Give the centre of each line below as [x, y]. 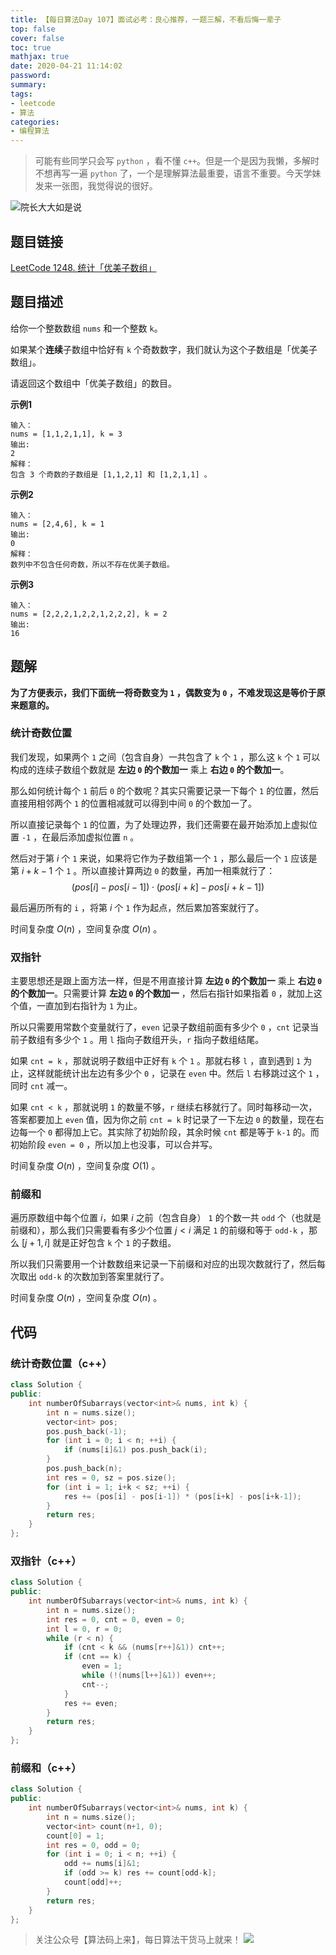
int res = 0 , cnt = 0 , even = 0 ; [116, 1619]
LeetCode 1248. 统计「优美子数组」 [83, 267]
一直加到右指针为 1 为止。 [89, 1006]
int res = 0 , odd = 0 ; [93, 1845]
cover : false [37, 38]
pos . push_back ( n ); [84, 1469]
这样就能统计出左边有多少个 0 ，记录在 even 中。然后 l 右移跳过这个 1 [170, 1073]
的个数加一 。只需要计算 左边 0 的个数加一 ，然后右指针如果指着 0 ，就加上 [162, 993]
